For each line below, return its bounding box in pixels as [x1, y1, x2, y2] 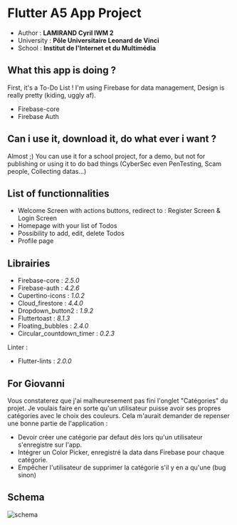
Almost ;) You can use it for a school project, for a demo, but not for [7, 152, 206, 160]
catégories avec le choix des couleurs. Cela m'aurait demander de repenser [7, 412, 230, 420]
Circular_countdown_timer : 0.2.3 [17, 329, 115, 338]
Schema [7, 492, 45, 504]
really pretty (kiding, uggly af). [7, 90, 96, 99]
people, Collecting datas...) [7, 167, 87, 175]
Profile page [17, 236, 54, 245]
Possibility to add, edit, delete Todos [17, 229, 125, 238]
